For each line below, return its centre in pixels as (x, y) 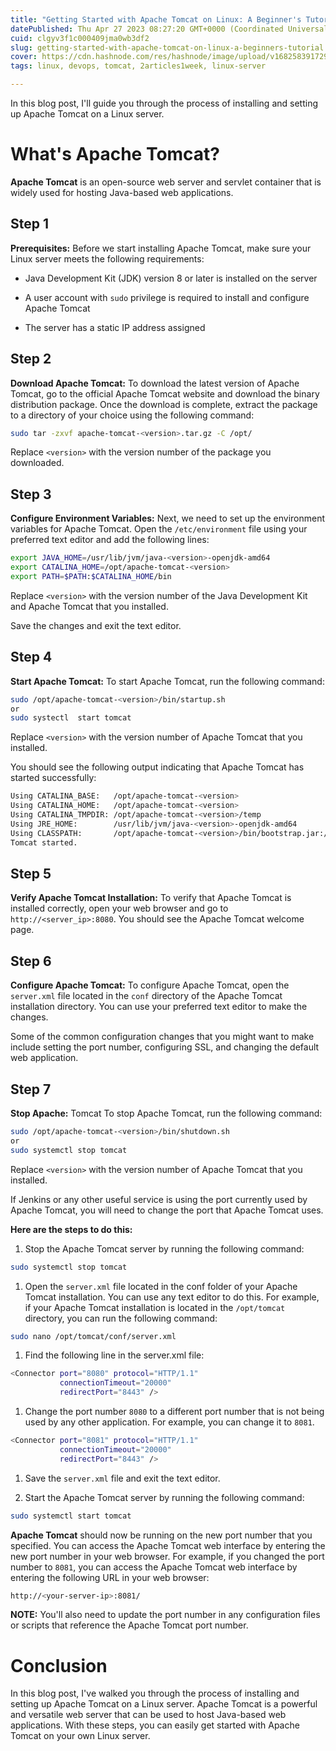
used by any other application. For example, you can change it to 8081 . (169, 1422)
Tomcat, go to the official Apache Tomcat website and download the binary (165, 393)
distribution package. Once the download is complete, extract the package (164, 404)
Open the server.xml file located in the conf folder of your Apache (161, 1286)
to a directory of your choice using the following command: (132, 415)
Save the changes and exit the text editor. (96, 625)
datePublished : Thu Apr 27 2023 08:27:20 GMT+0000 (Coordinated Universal (169, 29)
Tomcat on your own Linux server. (80, 1736)
